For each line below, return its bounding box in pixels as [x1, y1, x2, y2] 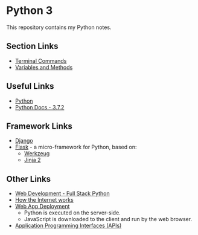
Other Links [6, 173, 51, 184]
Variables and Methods [14, 63, 73, 71]
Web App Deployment [14, 203, 70, 210]
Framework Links [6, 121, 72, 131]
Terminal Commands [14, 57, 67, 64]
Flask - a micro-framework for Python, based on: [14, 143, 137, 151]
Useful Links [6, 81, 54, 91]
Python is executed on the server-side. [24, 209, 121, 216]
